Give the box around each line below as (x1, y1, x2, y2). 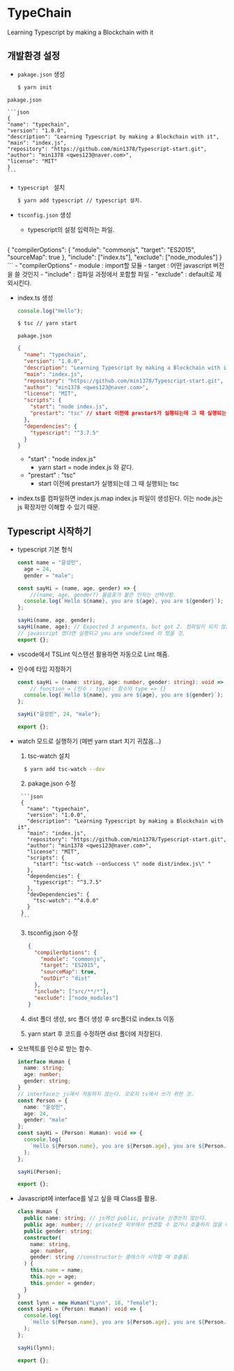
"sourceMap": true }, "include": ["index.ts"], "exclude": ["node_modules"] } (7, 253, 223, 261)
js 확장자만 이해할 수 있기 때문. (17, 503, 100, 512)
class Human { (17, 1208, 58, 1215)
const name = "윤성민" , (17, 559, 82, 567)
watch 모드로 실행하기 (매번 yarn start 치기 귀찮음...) (17, 737, 162, 745)
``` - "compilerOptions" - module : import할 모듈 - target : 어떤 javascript (7, 261, 212, 270)
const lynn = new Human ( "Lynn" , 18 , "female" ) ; (17, 1299, 159, 1306)
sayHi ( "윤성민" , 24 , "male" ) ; (17, 711, 101, 718)
